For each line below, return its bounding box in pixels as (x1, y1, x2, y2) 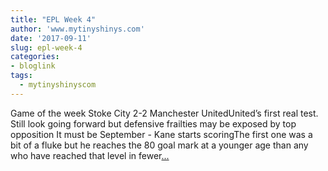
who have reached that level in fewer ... (10, 149, 170, 161)
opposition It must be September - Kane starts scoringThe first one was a (10, 128, 313, 140)
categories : (10, 52, 60, 62)
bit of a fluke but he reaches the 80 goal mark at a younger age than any (10, 139, 309, 151)
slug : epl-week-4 (10, 42, 83, 53)
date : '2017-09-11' (10, 33, 92, 43)
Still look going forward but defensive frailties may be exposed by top (10, 117, 297, 130)
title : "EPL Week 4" (10, 14, 97, 25)
